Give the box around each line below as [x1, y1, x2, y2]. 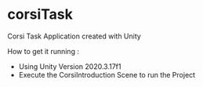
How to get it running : [7, 46, 80, 56]
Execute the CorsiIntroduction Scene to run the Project [18, 70, 196, 79]
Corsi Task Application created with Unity [7, 31, 142, 41]
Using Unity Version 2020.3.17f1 [18, 61, 121, 71]
